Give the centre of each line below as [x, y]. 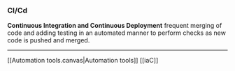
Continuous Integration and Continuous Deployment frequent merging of [115, 26]
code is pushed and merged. [49, 40]
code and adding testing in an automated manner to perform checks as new [116, 33]
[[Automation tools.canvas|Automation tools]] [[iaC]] [83, 61]
